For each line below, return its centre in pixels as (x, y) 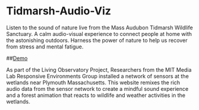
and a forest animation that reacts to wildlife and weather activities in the (96, 95)
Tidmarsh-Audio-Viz (59, 11)
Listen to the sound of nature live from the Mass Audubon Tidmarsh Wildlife (100, 27)
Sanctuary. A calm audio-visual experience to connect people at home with (99, 33)
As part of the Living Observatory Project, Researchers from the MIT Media (99, 69)
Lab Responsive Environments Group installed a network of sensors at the (97, 76)
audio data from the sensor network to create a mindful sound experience (97, 88)
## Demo (17, 58)
